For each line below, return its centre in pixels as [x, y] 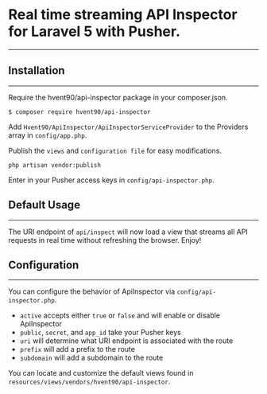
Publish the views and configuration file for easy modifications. [115, 150]
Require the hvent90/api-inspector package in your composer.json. [118, 97]
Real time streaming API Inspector [123, 15]
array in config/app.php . [48, 135]
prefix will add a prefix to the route [77, 349]
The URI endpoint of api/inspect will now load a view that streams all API [128, 232]
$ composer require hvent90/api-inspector [79, 112]
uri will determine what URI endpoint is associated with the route [126, 341]
